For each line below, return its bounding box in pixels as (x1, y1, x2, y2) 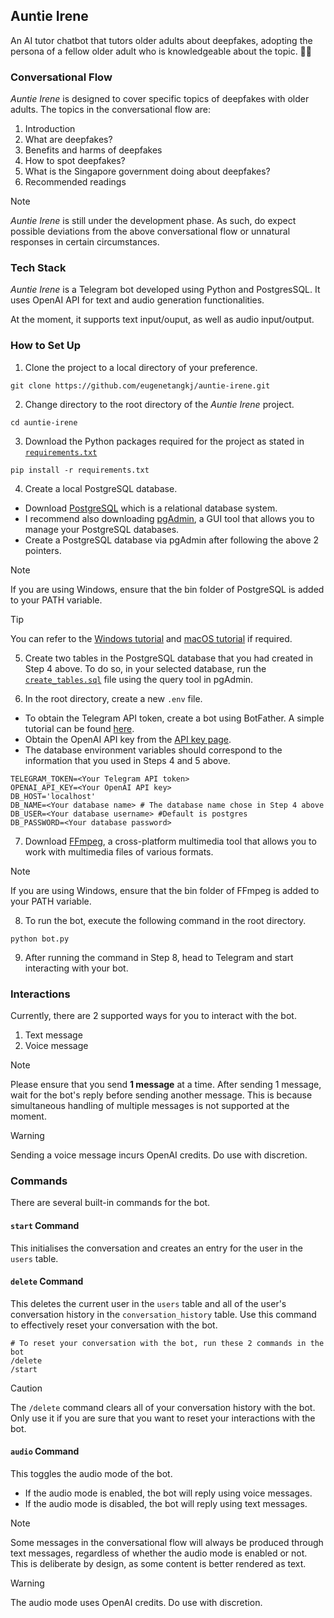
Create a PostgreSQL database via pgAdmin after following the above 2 (24, 534, 320, 546)
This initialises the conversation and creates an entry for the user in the (10, 1242, 303, 1254)
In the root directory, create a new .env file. (24, 692, 203, 704)
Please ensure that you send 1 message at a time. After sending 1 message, (10, 1079, 322, 1090)
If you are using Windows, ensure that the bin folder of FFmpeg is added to (10, 884, 320, 896)
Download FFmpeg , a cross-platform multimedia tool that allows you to (24, 835, 317, 847)
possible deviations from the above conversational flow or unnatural (10, 225, 291, 238)
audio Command (10, 1445, 80, 1458)
